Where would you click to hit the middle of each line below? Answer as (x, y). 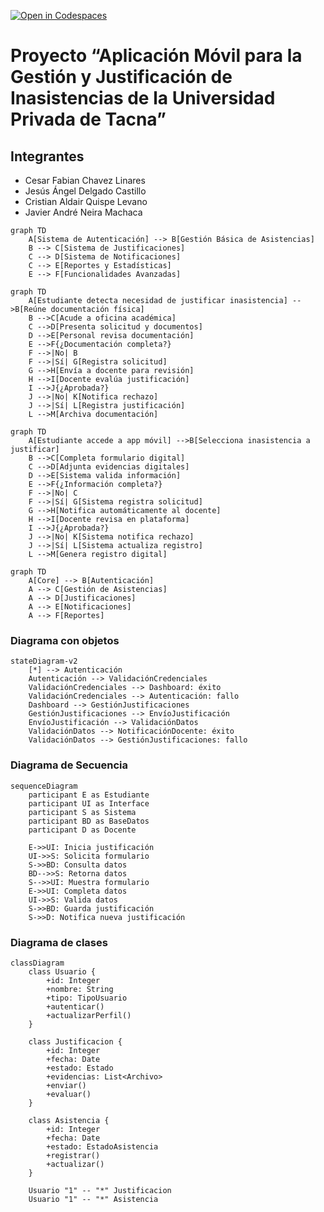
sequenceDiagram (44, 786)
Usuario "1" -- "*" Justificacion (100, 1190)
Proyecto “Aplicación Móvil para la (156, 56)
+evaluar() (69, 1094)
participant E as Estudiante (89, 795)
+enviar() (66, 1085)
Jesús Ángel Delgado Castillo (85, 191)
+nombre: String (80, 989)
